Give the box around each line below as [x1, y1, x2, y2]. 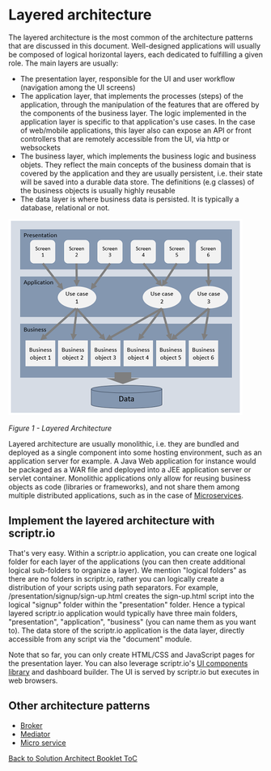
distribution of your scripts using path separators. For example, [8, 582, 218, 592]
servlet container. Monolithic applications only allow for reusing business [8, 473, 252, 483]
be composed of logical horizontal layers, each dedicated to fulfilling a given [8, 49, 264, 59]
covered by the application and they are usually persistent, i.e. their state [19, 168, 263, 178]
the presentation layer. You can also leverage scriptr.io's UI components [8, 658, 248, 668]
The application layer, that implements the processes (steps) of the [19, 91, 244, 100]
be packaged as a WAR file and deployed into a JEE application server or [8, 464, 252, 474]
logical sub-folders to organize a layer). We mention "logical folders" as [8, 565, 247, 575]
